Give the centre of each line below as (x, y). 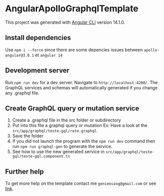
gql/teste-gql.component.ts (41, 157)
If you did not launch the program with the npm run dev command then (84, 141)
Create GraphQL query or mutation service (72, 108)
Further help (25, 172)
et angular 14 (49, 55)
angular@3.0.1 (20, 55)
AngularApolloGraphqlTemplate (72, 9)
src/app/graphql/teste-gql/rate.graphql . (55, 131)
